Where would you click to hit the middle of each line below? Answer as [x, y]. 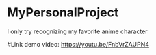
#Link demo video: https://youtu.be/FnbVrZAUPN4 [78, 44]
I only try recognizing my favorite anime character [78, 31]
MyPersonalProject [63, 13]
